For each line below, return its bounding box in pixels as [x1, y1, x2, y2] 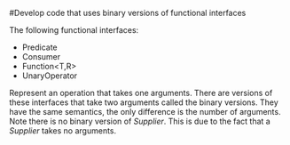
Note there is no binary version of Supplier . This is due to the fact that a [9, 116, 270, 126]
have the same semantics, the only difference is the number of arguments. [9, 107, 281, 117]
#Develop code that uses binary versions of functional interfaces [9, 8, 247, 18]
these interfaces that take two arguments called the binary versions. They [9, 97, 279, 108]
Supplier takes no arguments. [9, 125, 117, 136]
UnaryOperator [21, 70, 78, 81]
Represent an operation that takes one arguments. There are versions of [9, 88, 273, 98]
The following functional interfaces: [9, 25, 139, 35]
